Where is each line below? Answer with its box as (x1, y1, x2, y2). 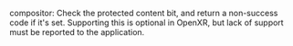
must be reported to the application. (9, 27, 145, 37)
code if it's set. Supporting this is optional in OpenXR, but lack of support (9, 17, 285, 28)
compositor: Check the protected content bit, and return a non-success (9, 8, 278, 18)
